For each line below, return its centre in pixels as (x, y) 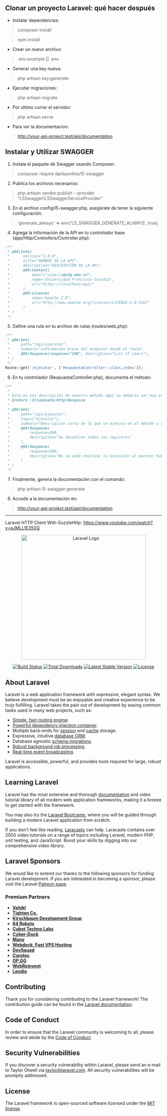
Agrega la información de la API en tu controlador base (69, 232)
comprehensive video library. (35, 846)
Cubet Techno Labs (33, 929)
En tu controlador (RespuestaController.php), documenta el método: (82, 377)
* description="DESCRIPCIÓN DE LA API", (55, 266)
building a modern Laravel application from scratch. (58, 820)
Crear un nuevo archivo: (37, 49)
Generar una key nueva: (37, 68)
